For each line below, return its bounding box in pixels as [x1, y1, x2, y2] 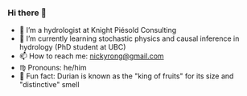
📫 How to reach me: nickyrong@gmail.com [19, 51, 164, 61]
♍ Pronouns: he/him [19, 63, 87, 73]
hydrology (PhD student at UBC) [19, 42, 126, 52]
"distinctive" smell [19, 80, 80, 90]
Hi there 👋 [7, 7, 47, 18]
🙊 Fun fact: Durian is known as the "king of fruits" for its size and [19, 71, 234, 81]
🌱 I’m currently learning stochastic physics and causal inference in [19, 34, 240, 43]
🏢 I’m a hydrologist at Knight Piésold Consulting [19, 26, 177, 35]
